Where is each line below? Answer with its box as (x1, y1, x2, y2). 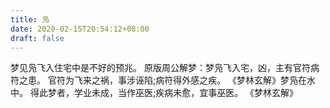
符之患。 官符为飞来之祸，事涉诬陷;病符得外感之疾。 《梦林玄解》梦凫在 (10, 74, 308, 86)
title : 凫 (10, 14, 50, 25)
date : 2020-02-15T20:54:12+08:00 (10, 24, 150, 34)
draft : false (10, 33, 65, 43)
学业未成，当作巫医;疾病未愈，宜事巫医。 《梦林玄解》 (73, 87, 299, 99)
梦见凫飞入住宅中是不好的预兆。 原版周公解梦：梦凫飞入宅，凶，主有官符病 (10, 62, 320, 74)
